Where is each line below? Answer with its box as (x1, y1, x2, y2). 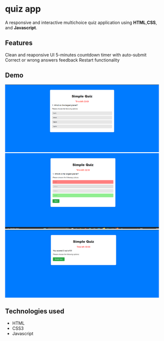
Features (5, 39, 33, 47)
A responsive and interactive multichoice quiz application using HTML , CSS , (5, 20, 157, 25)
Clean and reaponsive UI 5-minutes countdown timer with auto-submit (5, 52, 147, 58)
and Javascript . (5, 24, 38, 30)
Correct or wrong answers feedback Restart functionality (5, 57, 120, 63)
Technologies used (5, 307, 64, 316)
